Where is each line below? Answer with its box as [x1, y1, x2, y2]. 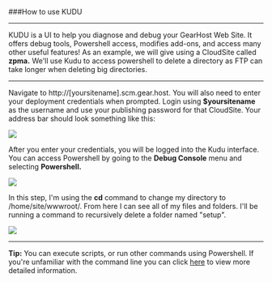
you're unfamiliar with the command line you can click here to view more [8, 257, 251, 267]
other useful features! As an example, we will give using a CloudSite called [8, 48, 257, 57]
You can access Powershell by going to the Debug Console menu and [8, 153, 243, 163]
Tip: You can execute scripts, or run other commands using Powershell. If [8, 249, 254, 258]
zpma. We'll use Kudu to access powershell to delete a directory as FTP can [8, 56, 263, 66]
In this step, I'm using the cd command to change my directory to [8, 193, 227, 202]
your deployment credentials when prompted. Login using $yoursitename [8, 96, 256, 106]
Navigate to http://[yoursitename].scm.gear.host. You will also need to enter [8, 88, 261, 97]
